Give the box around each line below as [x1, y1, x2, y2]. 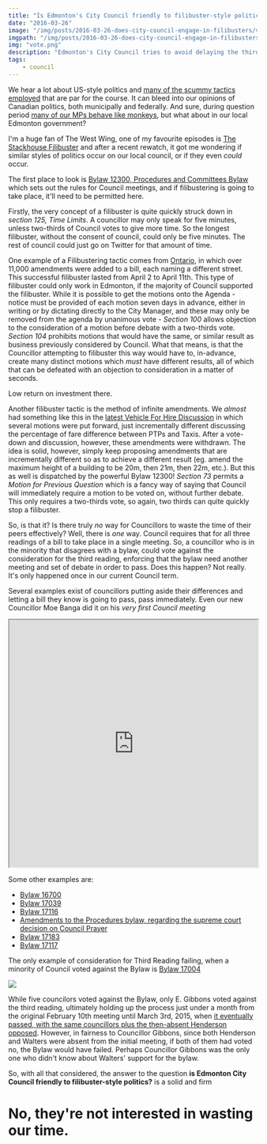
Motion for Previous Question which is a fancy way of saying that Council [8, 480, 246, 489]
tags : [8, 56, 26, 64]
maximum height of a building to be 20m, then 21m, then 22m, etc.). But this [8, 462, 255, 472]
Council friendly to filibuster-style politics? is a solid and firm [8, 1077, 212, 1086]
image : [8, 26, 30, 34]
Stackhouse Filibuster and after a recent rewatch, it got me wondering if [8, 142, 243, 151]
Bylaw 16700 [19, 890, 62, 899]
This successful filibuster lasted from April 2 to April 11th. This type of [8, 272, 235, 282]
